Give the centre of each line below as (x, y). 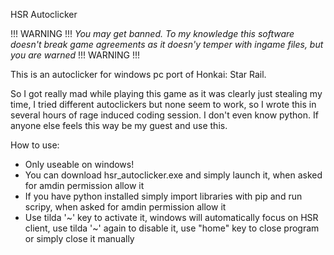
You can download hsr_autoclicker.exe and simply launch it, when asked (173, 175)
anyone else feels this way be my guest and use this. (119, 125)
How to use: (35, 145)
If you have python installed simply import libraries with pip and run (163, 196)
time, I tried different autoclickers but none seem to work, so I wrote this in (163, 104)
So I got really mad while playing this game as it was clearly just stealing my (166, 93)
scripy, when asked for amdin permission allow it (125, 207)
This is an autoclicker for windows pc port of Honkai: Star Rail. (138, 74)
